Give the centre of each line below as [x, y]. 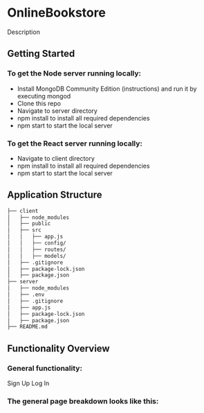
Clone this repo [39, 103]
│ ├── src [24, 230]
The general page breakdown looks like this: [83, 401]
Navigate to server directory [57, 111]
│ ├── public [29, 224]
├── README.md [28, 327]
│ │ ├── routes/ [37, 249]
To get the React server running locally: [75, 143]
